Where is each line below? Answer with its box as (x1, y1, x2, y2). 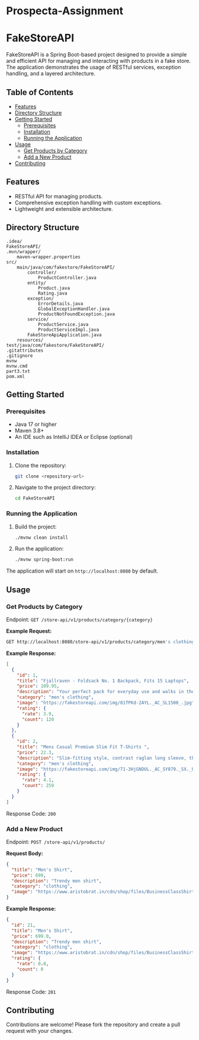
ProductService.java (37, 321, 89, 327)
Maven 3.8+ (14, 427, 44, 434)
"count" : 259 (21, 783, 54, 789)
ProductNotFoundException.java (37, 311, 115, 317)
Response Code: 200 (6, 810, 56, 817)
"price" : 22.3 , (17, 750, 54, 755)
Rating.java (37, 290, 68, 296)
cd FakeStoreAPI (14, 495, 55, 501)
